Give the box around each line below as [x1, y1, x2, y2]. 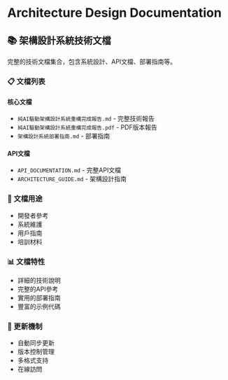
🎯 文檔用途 [7, 194, 43, 204]
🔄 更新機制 [7, 321, 43, 331]
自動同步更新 [17, 339, 55, 347]
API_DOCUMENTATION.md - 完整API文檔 [17, 166, 121, 174]
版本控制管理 [17, 348, 55, 356]
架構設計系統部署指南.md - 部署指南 [17, 132, 111, 141]
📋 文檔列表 [7, 76, 45, 86]
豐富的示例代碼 [17, 302, 61, 311]
